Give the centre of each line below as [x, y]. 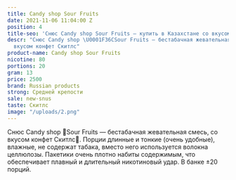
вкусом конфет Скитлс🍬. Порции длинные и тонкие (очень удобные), [111, 139]
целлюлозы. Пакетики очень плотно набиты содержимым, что [101, 154]
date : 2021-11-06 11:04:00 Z [50, 20]
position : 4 [25, 27]
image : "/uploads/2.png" [44, 112]
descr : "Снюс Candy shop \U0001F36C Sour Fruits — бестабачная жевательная [119, 40]
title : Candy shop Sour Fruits [53, 14]
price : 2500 [25, 79]
